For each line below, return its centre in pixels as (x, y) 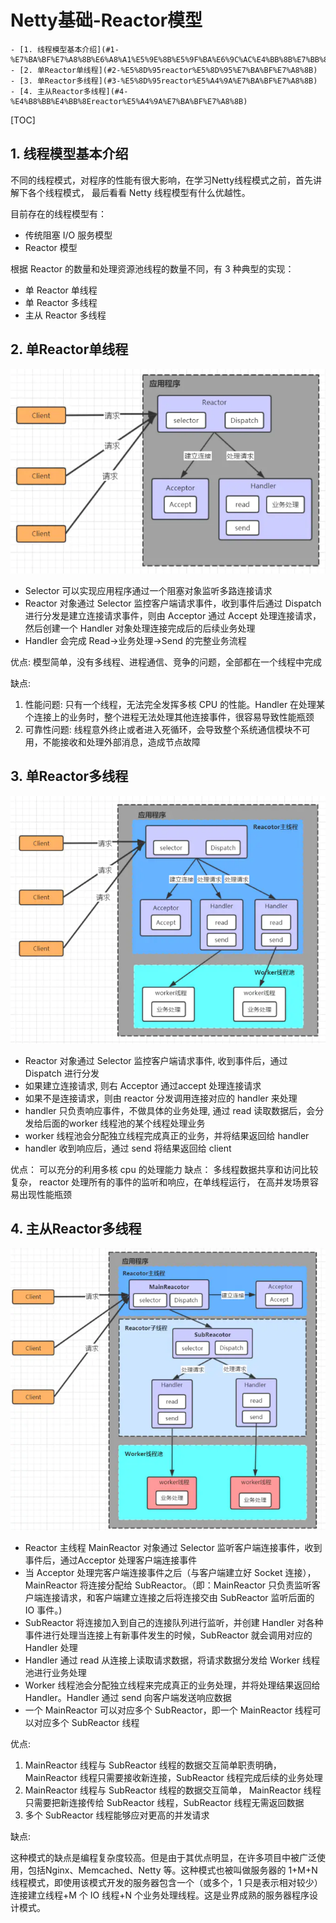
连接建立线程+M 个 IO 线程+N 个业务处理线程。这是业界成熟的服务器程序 (160, 1895)
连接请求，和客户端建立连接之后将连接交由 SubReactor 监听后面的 (178, 1597)
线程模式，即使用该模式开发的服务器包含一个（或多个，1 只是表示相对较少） (166, 1882)
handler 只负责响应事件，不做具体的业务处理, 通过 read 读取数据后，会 (170, 1110)
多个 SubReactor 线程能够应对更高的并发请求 (117, 1815)
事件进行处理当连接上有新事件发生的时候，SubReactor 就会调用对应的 (168, 1635)
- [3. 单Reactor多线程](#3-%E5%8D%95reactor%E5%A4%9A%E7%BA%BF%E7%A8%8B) (164, 81)
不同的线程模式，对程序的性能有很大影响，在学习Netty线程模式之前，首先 (162, 180)
